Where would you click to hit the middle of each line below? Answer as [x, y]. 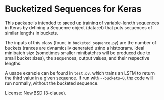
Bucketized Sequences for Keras [73, 9]
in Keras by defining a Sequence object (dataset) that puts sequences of [79, 27]
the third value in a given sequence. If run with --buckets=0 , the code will [79, 78]
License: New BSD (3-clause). [36, 93]
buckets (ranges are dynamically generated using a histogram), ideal [75, 48]
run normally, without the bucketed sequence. [52, 83]
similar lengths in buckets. [32, 33]
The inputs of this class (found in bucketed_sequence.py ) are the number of [81, 42]
